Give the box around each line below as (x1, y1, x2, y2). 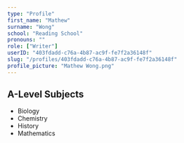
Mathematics (17, 129, 55, 137)
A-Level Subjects (7, 88, 84, 100)
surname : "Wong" (7, 23, 55, 30)
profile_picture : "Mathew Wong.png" (7, 62, 114, 69)
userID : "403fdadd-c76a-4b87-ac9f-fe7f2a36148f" (7, 50, 152, 57)
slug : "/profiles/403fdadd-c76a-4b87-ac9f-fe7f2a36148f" (7, 56, 178, 63)
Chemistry (17, 114, 48, 123)
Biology (17, 107, 40, 116)
